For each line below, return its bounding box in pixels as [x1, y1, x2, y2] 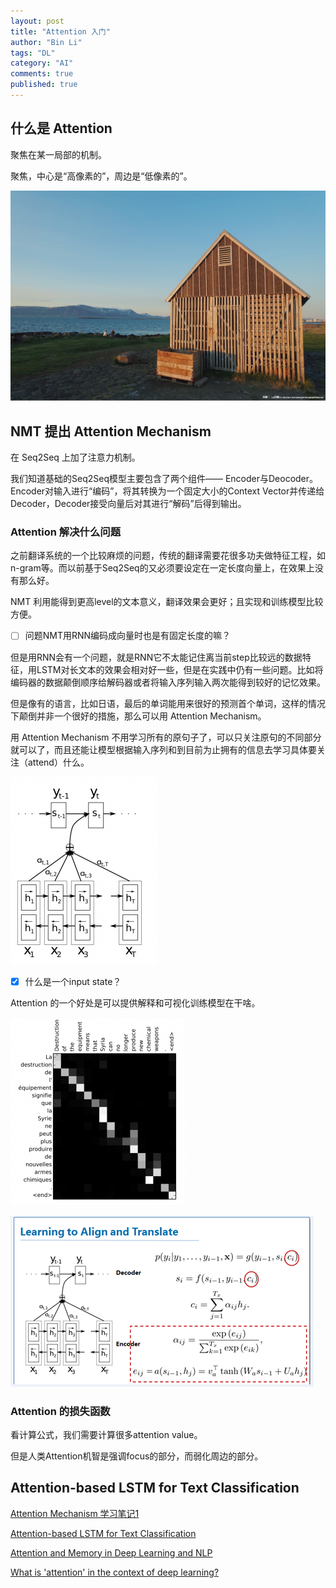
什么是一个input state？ [24, 975, 122, 987]
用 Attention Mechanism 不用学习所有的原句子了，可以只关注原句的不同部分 [10, 731, 322, 743]
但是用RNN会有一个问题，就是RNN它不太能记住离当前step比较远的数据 [10, 651, 303, 663]
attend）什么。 [27, 756, 90, 768]
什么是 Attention [10, 120, 113, 137]
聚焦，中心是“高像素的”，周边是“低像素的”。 [10, 170, 193, 182]
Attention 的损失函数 [10, 1404, 111, 1418]
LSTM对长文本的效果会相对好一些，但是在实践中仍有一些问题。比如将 [36, 663, 324, 675]
